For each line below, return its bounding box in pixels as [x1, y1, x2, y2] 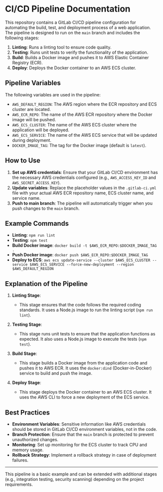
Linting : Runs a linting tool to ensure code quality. [12, 44, 112, 50]
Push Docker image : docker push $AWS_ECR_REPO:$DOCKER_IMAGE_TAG [12, 252, 148, 258]
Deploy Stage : [12, 380, 41, 386]
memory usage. [12, 447, 44, 453]
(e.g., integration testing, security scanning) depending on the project [5, 476, 144, 482]
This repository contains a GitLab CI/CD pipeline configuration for [5, 19, 136, 25]
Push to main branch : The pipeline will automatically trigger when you [12, 200, 153, 206]
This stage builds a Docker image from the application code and [19, 360, 147, 366]
